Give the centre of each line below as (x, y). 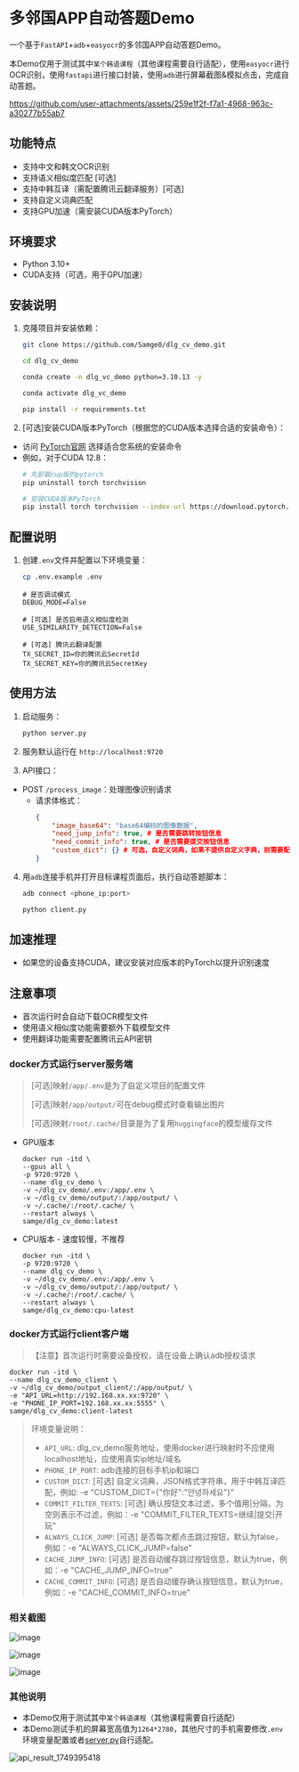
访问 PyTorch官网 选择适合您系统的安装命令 (102, 446)
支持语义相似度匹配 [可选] (69, 177)
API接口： (40, 770)
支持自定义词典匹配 (57, 199)
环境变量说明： (58, 1428)
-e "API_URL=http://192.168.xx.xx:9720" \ (89, 1395)
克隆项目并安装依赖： (61, 328)
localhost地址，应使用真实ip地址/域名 (113, 1459)
